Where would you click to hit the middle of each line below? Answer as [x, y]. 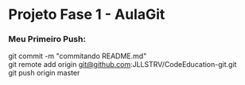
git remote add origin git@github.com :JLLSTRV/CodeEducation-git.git [122, 65]
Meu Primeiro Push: [47, 39]
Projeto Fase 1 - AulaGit [87, 15]
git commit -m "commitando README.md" [78, 56]
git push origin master [44, 73]
